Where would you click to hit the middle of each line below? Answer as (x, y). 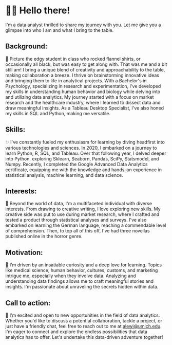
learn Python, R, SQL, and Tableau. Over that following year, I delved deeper (86, 153)
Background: (26, 47)
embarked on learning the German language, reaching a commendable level (86, 225)
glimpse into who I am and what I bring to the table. (60, 30)
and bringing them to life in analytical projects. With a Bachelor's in (76, 80)
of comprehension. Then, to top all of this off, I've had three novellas (78, 231)
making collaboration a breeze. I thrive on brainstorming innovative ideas (82, 75)
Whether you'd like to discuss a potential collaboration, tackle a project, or (84, 321)
